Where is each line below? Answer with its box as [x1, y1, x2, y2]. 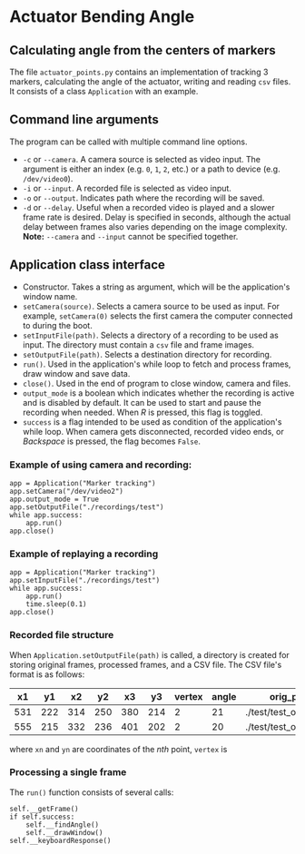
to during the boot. [22, 319, 93, 330]
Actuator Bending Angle [9, 6, 195, 27]
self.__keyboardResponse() [9, 836, 112, 845]
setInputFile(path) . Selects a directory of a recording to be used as [22, 329, 279, 340]
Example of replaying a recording [9, 547, 159, 560]
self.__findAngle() [25, 820, 100, 829]
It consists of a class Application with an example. [9, 86, 199, 96]
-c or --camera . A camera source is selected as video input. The [22, 153, 261, 164]
